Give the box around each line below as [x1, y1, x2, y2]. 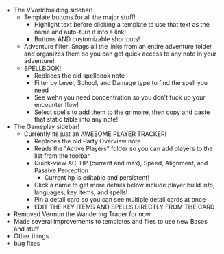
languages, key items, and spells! [34, 188, 128, 196]
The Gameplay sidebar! [13, 123, 80, 130]
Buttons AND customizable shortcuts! [34, 35, 140, 43]
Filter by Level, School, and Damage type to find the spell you [34, 79, 208, 86]
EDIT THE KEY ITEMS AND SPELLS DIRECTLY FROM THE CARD [34, 203, 215, 211]
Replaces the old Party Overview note [34, 137, 141, 145]
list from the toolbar [34, 152, 90, 160]
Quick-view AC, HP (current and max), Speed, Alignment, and [34, 159, 208, 167]
